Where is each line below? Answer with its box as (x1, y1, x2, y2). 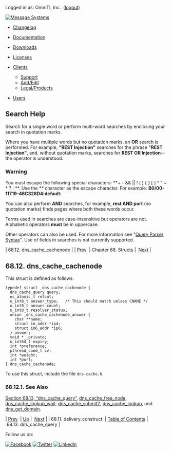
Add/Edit (20, 80, 40, 85)
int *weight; (10, 352, 38, 357)
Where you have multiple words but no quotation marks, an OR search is (5, 139, 159, 145)
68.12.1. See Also (5, 383, 48, 390)
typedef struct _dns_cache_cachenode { (5, 285, 91, 290)
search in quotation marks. (5, 128, 62, 135)
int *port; (10, 357, 33, 362)
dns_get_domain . (5, 406, 42, 412)
